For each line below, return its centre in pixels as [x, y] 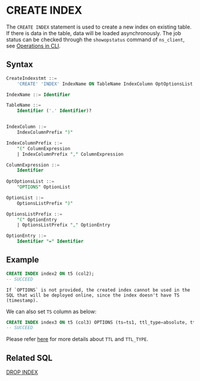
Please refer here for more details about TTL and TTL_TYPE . [77, 339]
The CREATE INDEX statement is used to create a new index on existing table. [99, 27]
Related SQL [29, 358]
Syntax [20, 65]
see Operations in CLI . [33, 46]
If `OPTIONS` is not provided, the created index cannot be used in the [98, 290]
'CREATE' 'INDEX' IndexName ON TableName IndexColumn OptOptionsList [105, 84]
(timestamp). [22, 300]
